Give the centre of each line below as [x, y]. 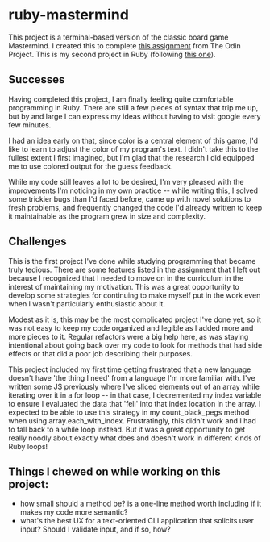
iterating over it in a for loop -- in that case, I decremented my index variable [135, 395]
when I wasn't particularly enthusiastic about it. [87, 303]
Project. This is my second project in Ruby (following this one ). [112, 54]
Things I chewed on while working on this [115, 471]
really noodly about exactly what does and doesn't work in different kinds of [135, 438]
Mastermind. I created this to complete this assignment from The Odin [125, 45]
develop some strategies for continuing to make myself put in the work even [135, 295]
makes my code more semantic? [74, 512]
